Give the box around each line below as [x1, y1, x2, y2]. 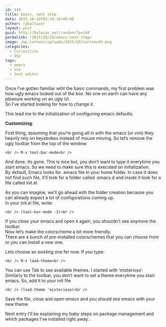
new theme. [5, 301, 30, 307]
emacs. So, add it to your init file [5, 277, 71, 283]
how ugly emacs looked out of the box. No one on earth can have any [5, 90, 148, 97]
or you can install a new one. [5, 239, 64, 245]
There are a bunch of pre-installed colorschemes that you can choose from [5, 234, 159, 240]
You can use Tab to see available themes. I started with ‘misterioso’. [5, 267, 143, 273]
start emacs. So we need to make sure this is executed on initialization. [5, 164, 150, 170]
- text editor [9, 72, 39, 77]
